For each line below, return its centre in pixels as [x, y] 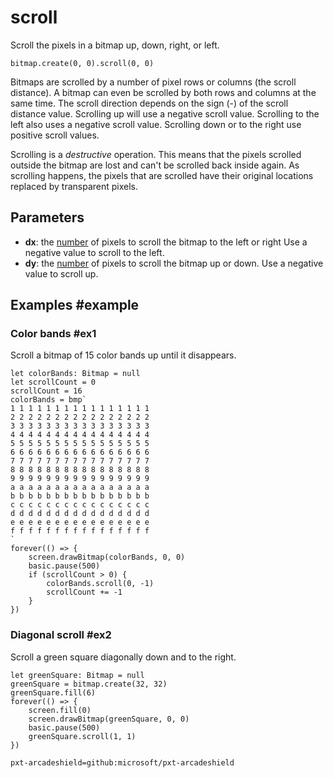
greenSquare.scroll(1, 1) [82, 736]
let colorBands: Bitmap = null [75, 374]
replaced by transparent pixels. [74, 186]
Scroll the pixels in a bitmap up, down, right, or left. [115, 45]
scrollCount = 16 [46, 391]
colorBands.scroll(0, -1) [100, 584]
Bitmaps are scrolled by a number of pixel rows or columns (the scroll [153, 82]
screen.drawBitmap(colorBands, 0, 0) [107, 557]
